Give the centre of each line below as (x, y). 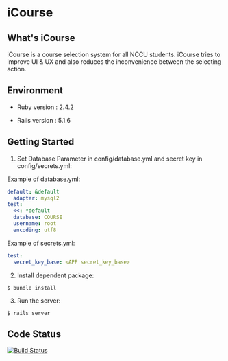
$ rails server (29, 313)
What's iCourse (41, 38)
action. (17, 69)
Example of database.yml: (44, 179)
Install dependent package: (55, 275)
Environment (35, 91)
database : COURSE (38, 218)
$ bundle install (32, 288)
